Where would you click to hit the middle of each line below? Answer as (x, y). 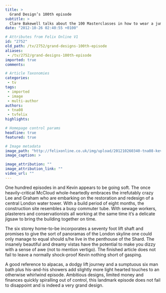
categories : (17, 78)
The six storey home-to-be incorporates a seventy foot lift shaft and (74, 228)
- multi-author (23, 101)
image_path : (17, 151)
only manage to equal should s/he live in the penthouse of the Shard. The (80, 239)
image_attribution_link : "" (34, 169)
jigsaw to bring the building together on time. (51, 219)
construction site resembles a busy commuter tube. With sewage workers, (81, 208)
